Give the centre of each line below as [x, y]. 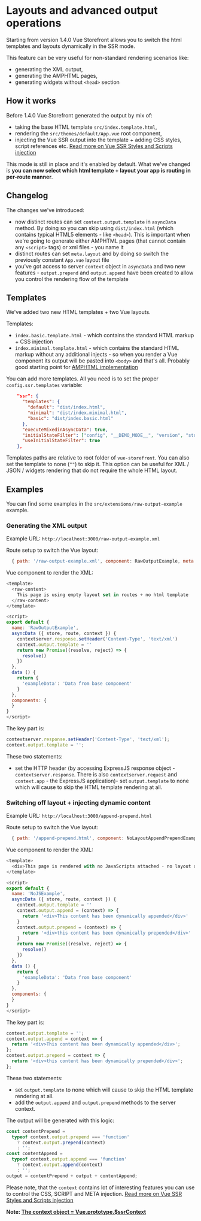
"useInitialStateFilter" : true [61, 441]
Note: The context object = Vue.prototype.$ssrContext [76, 1211]
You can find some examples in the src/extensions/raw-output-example [94, 503]
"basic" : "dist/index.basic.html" [71, 418]
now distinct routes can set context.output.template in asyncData [95, 222]
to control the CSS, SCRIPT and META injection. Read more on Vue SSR [94, 1193]
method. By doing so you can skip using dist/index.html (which [94, 228]
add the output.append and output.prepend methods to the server [95, 1102]
